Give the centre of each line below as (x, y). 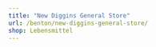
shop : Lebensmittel (41, 30)
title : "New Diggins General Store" (69, 16)
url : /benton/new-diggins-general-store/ (78, 23)
